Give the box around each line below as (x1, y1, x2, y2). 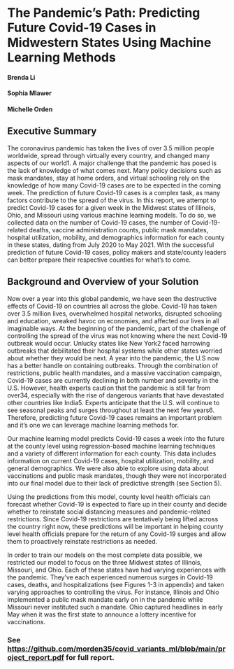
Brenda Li (7, 73, 36, 81)
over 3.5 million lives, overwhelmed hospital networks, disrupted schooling (7, 309, 222, 318)
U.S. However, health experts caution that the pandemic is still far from (7, 383, 211, 392)
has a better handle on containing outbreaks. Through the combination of (7, 361, 219, 369)
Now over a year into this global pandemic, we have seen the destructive (7, 294, 217, 302)
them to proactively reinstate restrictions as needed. (7, 537, 158, 545)
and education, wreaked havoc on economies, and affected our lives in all (7, 316, 219, 325)
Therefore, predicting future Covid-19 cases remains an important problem (7, 413, 222, 421)
